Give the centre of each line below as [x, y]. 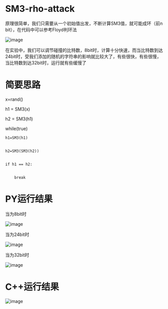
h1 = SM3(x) [18, 109]
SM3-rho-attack [40, 9]
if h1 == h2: [19, 164]
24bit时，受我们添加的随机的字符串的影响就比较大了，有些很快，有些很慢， [83, 56]
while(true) [17, 129]
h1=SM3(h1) [17, 138]
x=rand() [14, 99]
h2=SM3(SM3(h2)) [22, 151]
